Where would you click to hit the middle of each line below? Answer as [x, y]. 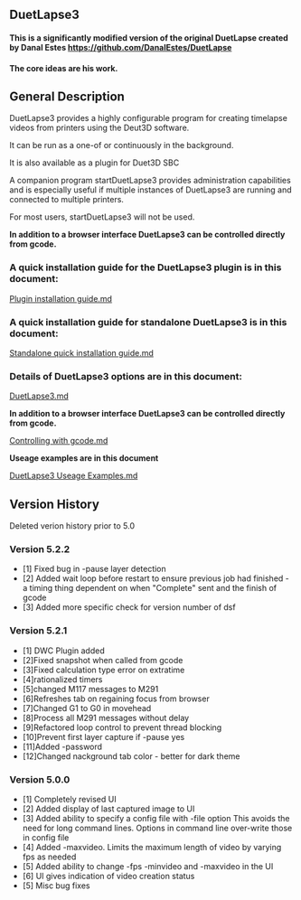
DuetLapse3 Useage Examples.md [74, 476]
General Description [67, 96]
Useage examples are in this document [84, 458]
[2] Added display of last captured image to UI [108, 809]
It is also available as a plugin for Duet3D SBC [94, 163]
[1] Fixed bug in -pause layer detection [94, 569]
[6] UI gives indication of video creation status [108, 876]
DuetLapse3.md [39, 396]
